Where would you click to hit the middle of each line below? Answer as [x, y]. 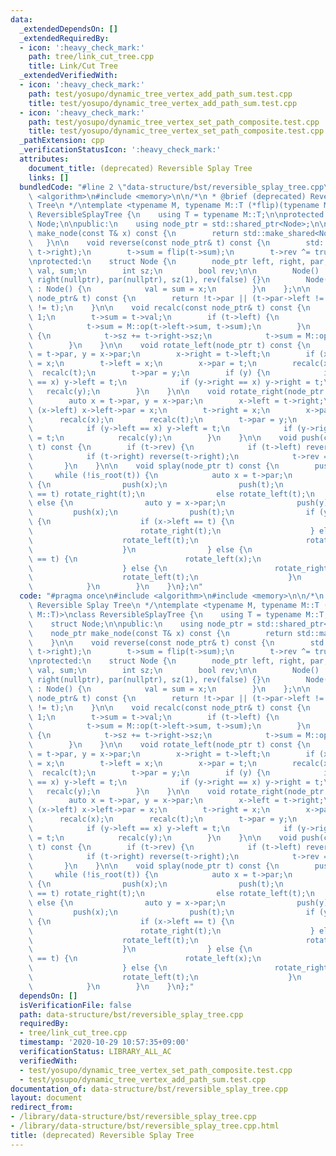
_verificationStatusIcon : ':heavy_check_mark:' [120, 150]
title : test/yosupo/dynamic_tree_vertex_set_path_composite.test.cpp [176, 131]
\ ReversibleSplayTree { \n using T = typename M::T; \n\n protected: [178, 215]
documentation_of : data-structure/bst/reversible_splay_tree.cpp [149, 1089]
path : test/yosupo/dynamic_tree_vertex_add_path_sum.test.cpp [160, 94]
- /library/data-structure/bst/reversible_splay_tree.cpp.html [145, 1126]
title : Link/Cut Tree [73, 66]
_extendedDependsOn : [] [68, 29]
